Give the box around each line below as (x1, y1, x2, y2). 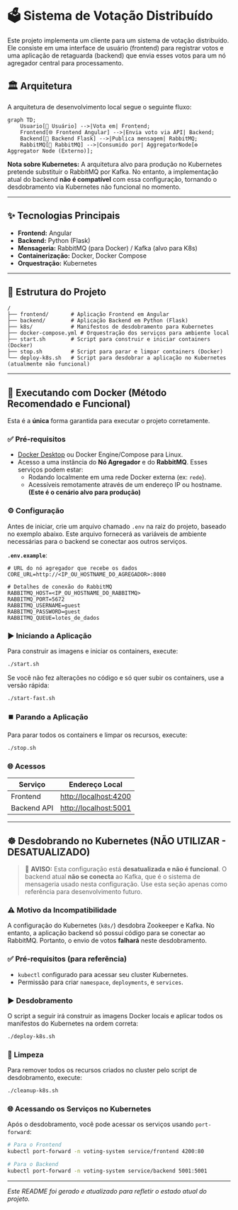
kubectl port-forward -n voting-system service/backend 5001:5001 (7, 1167, 208, 1174)
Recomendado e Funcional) (7, 398, 131, 410)
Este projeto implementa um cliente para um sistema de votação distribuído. (7, 36, 229, 45)
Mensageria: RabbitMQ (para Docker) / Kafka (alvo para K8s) (17, 244, 198, 252)
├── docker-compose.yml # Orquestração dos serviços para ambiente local (7, 329, 230, 337)
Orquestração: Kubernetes (17, 258, 98, 267)
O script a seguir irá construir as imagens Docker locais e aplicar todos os (7, 1012, 223, 1020)
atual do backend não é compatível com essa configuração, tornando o (7, 175, 217, 183)
